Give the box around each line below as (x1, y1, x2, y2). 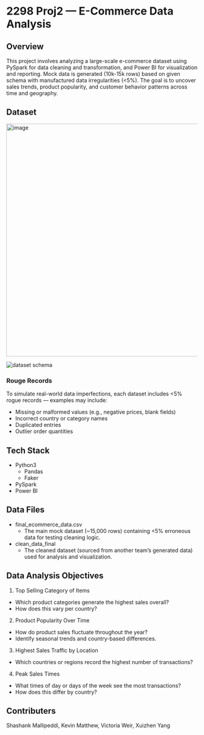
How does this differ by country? (15, 688, 97, 696)
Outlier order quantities (15, 428, 73, 435)
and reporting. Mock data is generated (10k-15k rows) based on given (6, 70, 180, 77)
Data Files (6, 505, 45, 515)
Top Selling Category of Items (15, 586, 90, 594)
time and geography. (6, 90, 58, 96)
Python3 (15, 461, 36, 468)
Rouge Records (6, 376, 53, 384)
